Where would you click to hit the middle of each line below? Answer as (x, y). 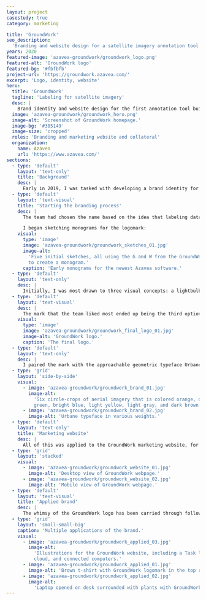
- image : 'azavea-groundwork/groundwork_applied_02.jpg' (97, 576)
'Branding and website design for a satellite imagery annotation (98, 46)
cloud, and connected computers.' (78, 559)
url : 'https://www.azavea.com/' (59, 154)
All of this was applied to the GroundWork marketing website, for (111, 445)
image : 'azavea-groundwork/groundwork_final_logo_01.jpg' (98, 331)
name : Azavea (34, 148)
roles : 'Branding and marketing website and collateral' (86, 137)
